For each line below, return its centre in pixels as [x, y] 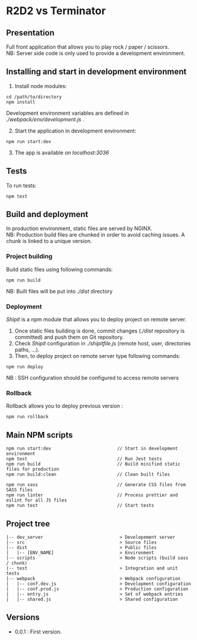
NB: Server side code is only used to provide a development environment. [96, 53]
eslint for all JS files [37, 500]
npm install [21, 102]
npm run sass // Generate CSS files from [96, 485]
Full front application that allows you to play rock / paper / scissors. [88, 47]
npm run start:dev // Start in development [92, 449]
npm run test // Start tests [80, 506]
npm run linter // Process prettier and [92, 495]
